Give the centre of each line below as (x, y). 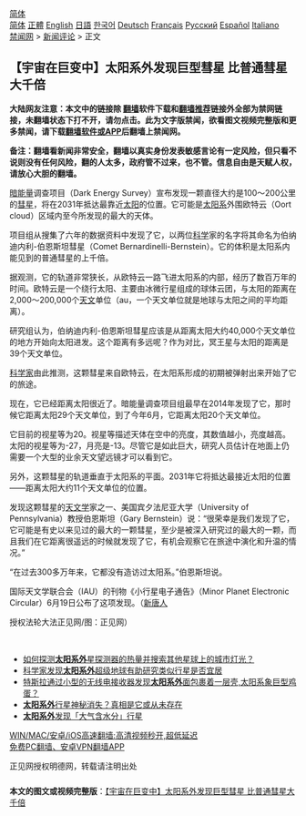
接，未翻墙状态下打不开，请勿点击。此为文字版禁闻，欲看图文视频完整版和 (149, 119)
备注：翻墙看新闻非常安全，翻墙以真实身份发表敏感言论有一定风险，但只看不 (153, 150)
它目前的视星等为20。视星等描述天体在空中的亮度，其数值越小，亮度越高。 (150, 433)
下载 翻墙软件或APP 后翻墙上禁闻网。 (117, 131)
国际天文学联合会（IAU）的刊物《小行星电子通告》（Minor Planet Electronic (149, 591)
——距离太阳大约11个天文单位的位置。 (81, 487)
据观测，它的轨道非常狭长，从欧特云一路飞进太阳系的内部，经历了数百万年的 (153, 277)
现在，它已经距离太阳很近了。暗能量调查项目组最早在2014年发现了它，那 (147, 403)
